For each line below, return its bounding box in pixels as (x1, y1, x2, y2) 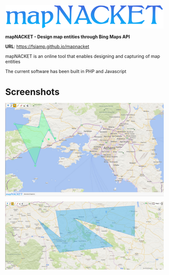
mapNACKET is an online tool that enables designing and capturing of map (5, 53, 160, 59)
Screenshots (5, 86, 60, 98)
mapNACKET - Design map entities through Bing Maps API (5, 34, 130, 40)
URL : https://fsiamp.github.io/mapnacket (5, 43, 90, 50)
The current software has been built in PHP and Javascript (5, 68, 127, 75)
